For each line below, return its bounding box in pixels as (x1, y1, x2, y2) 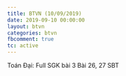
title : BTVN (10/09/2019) (7, 10, 82, 17)
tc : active (7, 42, 39, 49)
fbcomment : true (7, 36, 54, 43)
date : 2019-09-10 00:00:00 (7, 17, 85, 23)
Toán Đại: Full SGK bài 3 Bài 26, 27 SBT (7, 61, 119, 69)
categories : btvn (7, 29, 57, 37)
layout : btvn (7, 23, 45, 30)
